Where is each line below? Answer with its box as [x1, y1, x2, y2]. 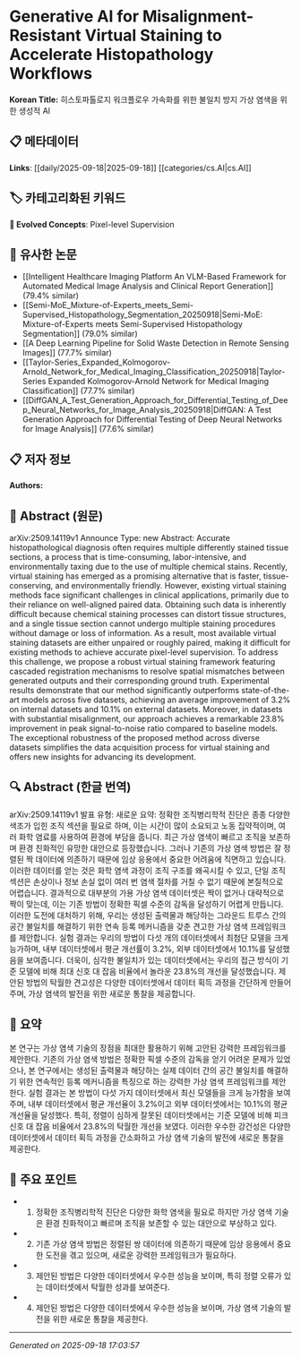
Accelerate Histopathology [9, 45, 214, 64]
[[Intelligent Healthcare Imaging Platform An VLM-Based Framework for [21, 271, 287, 282]
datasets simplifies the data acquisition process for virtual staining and [9, 742, 271, 752]
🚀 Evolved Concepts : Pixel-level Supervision [9, 219, 175, 229]
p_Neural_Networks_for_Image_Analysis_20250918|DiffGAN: [21, 405, 246, 416]
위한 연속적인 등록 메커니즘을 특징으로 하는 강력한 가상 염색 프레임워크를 [18, 1076, 271, 1087]
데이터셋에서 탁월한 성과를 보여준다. [45, 1282, 170, 1293]
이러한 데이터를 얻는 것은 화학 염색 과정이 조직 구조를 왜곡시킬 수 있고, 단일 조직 [9, 864, 287, 875]
